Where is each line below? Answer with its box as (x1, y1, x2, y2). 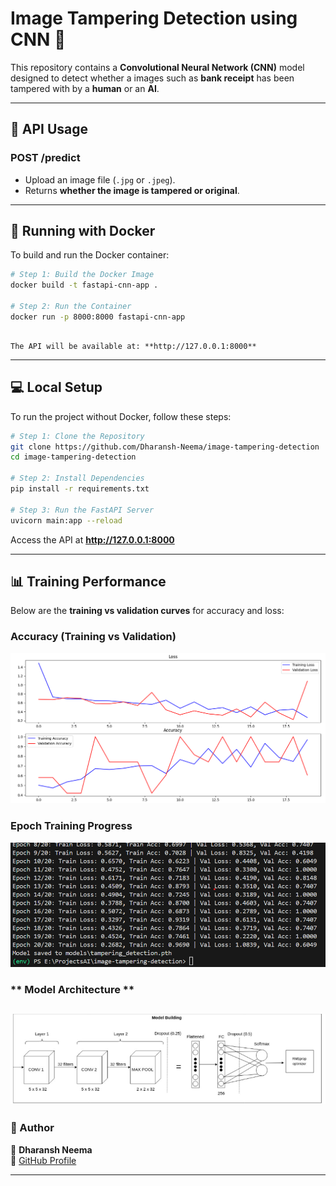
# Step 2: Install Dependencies (10, 473, 145, 484)
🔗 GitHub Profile (10, 1154, 77, 1166)
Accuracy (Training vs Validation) (10, 630, 177, 644)
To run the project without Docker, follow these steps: (10, 410, 232, 422)
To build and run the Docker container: (10, 249, 170, 261)
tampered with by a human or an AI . (10, 82, 160, 94)
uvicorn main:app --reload (10, 515, 123, 526)
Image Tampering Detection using (10, 7, 298, 30)
